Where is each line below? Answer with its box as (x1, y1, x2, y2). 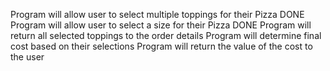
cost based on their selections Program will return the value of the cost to (10, 40, 313, 52)
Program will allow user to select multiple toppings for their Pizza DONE (10, 9, 305, 20)
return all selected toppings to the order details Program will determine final (10, 30, 322, 41)
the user (10, 51, 45, 63)
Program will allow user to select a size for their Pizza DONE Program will (10, 19, 312, 31)
